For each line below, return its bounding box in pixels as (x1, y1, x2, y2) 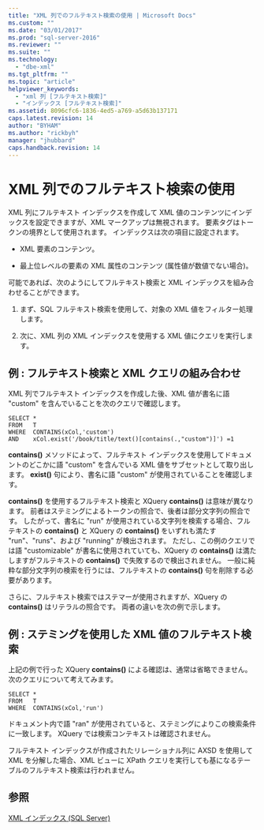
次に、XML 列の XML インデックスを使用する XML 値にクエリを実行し (19, 331, 247, 340)
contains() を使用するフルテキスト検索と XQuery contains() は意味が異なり (8, 497, 255, 506)
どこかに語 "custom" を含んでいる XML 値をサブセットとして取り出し (28, 460, 255, 470)
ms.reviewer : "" (8, 41, 61, 49)
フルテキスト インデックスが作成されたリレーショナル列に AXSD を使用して (8, 745, 254, 755)
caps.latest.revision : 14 (8, 115, 93, 122)
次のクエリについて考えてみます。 (8, 674, 118, 684)
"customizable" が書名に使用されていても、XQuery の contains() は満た (23, 546, 257, 555)
